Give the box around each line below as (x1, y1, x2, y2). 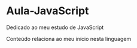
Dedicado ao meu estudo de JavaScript (6, 24, 104, 31)
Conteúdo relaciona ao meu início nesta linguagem (6, 35, 132, 42)
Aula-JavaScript (6, 4, 89, 18)
